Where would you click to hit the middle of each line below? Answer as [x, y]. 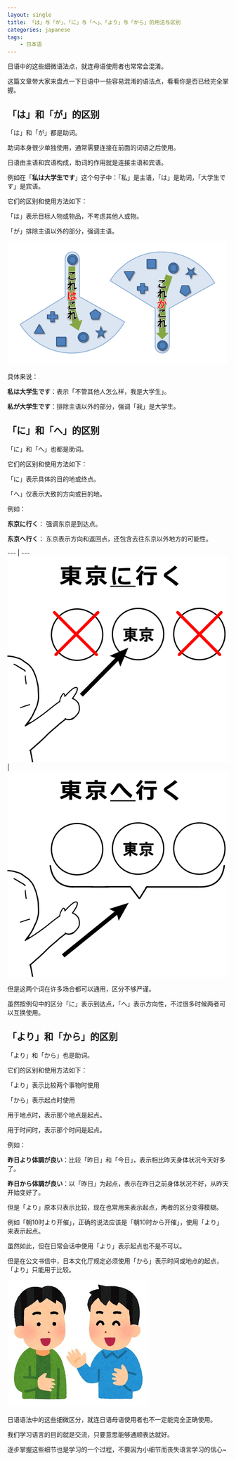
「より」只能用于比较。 [41, 1269]
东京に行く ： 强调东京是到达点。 [54, 523]
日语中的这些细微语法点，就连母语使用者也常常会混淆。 [87, 66]
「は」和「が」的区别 [53, 114]
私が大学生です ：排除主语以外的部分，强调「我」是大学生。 [93, 406]
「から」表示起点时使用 [41, 1100]
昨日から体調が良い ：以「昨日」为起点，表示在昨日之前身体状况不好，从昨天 [118, 1183]
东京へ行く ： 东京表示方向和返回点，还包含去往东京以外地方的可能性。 [110, 539]
